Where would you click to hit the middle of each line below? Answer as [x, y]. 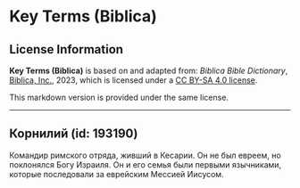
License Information [66, 49]
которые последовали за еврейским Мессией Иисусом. [117, 174]
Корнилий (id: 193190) [74, 134]
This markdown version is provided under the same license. [119, 97]
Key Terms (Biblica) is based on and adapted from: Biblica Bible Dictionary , [149, 70]
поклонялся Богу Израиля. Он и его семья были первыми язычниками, [146, 164]
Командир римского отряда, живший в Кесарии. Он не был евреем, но [145, 155]
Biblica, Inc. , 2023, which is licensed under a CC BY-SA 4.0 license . [133, 80]
